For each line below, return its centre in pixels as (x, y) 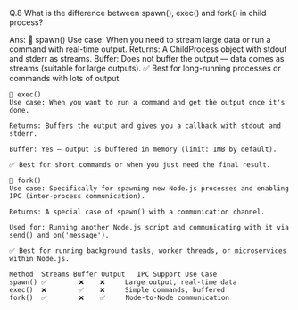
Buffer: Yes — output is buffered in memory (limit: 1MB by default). (143, 149)
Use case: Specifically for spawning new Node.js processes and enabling (149, 189)
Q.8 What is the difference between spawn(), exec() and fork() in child (138, 13)
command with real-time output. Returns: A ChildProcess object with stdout (148, 49)
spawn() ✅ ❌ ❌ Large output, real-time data (123, 282)
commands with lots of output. (66, 78)
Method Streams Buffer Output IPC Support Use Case (113, 274)
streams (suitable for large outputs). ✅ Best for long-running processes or (145, 68)
